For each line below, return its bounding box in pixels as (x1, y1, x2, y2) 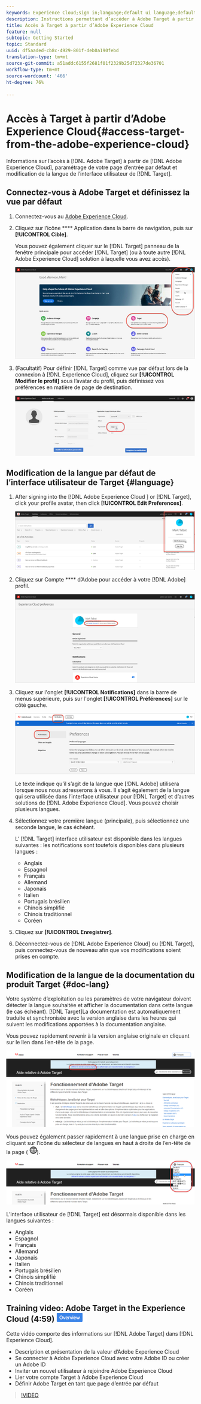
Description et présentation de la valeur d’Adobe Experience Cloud (14, 1348, 179, 1355)
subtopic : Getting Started (6, 35, 74, 41)
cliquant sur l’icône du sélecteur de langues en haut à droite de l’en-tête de (6, 1139, 191, 1146)
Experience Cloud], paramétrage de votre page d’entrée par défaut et (6, 164, 178, 171)
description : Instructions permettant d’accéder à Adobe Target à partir (6, 16, 194, 22)
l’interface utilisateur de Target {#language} (6, 477, 175, 487)
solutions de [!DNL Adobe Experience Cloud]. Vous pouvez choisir (14, 799, 179, 806)
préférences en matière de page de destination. (14, 384, 133, 391)
